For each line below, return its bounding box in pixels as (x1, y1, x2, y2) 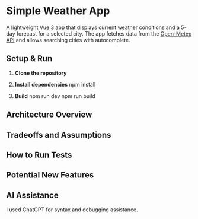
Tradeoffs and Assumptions (6, 129, 111, 140)
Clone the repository (14, 69, 67, 77)
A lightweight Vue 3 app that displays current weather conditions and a (6, 24, 180, 31)
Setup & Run (6, 53, 53, 64)
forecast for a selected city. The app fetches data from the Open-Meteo (17, 30, 192, 37)
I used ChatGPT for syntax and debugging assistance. (6, 206, 138, 213)
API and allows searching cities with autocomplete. (6, 36, 130, 43)
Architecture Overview (6, 110, 92, 120)
